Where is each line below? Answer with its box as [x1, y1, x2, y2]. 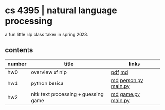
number [7, 60, 27, 67]
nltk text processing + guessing [31, 91, 104, 98]
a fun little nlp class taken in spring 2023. [5, 31, 88, 37]
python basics [31, 80, 64, 86]
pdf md [111, 69, 128, 76]
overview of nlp [31, 69, 67, 76]
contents [5, 46, 33, 54]
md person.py [111, 77, 143, 83]
